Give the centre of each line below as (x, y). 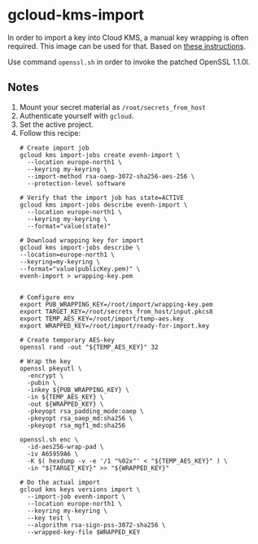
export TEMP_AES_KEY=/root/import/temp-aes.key (101, 319)
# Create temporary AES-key (67, 340)
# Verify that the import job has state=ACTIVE (101, 198)
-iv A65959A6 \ (53, 454)
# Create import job (54, 148)
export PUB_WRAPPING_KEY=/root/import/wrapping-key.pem (116, 304)
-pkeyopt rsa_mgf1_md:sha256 (77, 425)
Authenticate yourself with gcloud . (77, 115)
